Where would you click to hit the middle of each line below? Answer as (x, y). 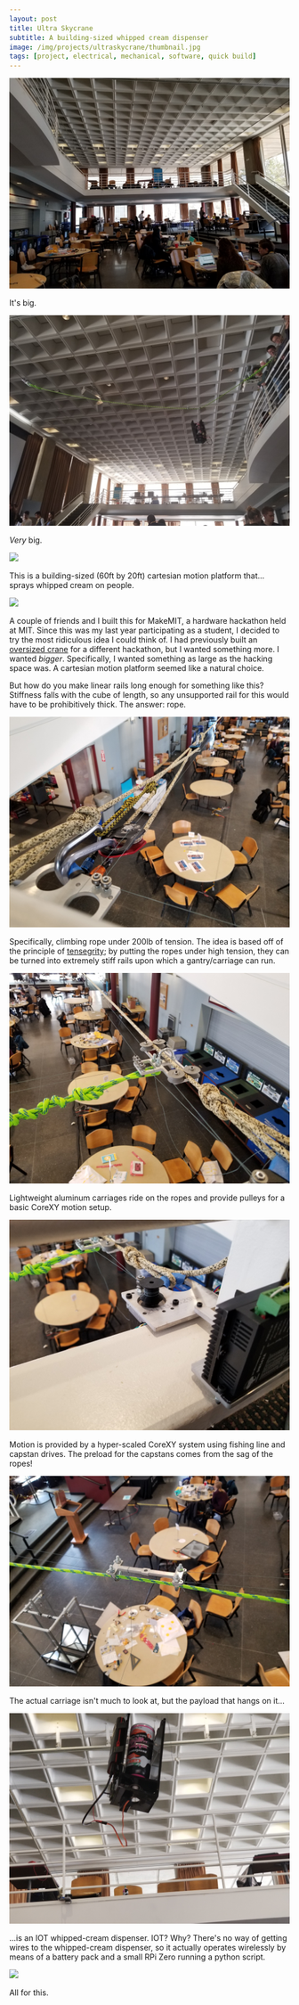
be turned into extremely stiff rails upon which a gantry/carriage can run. (142, 961)
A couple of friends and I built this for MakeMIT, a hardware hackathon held (148, 621)
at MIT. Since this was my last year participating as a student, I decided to (145, 630)
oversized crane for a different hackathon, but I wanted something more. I (145, 650)
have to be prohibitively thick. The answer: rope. (98, 705)
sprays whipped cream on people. (72, 585)
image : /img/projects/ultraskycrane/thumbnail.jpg (105, 47)
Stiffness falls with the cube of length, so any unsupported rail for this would (149, 695)
